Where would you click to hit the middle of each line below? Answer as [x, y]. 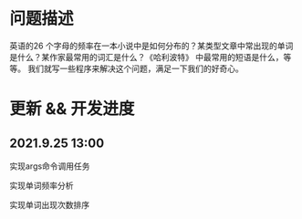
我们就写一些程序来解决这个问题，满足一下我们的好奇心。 [135, 68]
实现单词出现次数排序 [49, 204]
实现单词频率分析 [42, 185]
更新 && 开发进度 [72, 109]
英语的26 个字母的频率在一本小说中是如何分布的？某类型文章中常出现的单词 [151, 46]
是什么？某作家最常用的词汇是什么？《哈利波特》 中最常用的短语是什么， [146, 57]
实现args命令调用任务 [50, 166]
